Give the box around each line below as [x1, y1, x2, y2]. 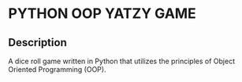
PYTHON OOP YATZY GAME [8, 5, 197, 23]
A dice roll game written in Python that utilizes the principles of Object [8, 56, 235, 66]
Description [8, 36, 67, 49]
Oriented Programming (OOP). [8, 65, 106, 74]
